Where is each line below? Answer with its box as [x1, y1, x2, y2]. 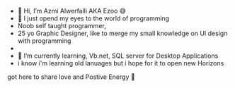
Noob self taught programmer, [17, 22, 106, 30]
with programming [17, 37, 71, 45]
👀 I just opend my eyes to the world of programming [17, 14, 170, 23]
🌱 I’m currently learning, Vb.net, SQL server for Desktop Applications [17, 51, 219, 60]
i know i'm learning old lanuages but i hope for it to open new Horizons [17, 59, 224, 67]
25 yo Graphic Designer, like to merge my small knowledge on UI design [17, 29, 228, 37]
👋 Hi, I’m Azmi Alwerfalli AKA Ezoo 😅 [17, 7, 126, 15]
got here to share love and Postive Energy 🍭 [7, 73, 136, 81]
